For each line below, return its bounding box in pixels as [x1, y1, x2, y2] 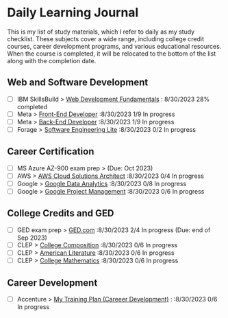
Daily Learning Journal [7, 5, 139, 21]
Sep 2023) [16, 234, 48, 242]
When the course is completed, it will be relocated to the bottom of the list [7, 49, 216, 58]
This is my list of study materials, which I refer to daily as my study [7, 27, 195, 36]
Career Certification [7, 146, 94, 157]
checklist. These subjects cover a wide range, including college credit [7, 34, 204, 43]
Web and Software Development [7, 77, 149, 89]
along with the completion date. [7, 56, 97, 65]
